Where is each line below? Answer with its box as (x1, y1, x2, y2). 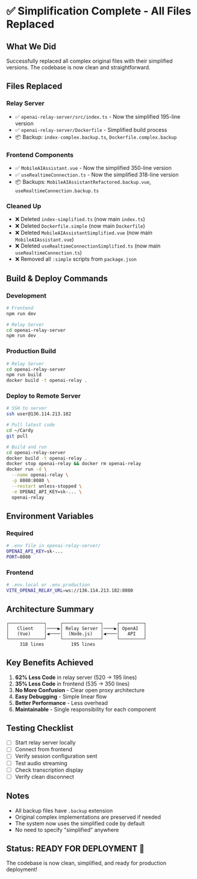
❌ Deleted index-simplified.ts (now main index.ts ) (14, 216, 146, 223)
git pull (6, 433, 28, 439)
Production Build (6, 347, 56, 355)
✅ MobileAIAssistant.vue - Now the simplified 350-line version (14, 164, 172, 171)
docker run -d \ (6, 466, 47, 472)
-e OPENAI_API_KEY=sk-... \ (11, 489, 83, 495)
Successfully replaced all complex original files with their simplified (6, 57, 173, 64)
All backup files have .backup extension (14, 807, 113, 814)
